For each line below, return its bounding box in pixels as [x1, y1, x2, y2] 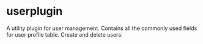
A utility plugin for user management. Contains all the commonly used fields [6, 24, 197, 32]
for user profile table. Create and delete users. [6, 31, 124, 38]
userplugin [6, 4, 63, 18]
